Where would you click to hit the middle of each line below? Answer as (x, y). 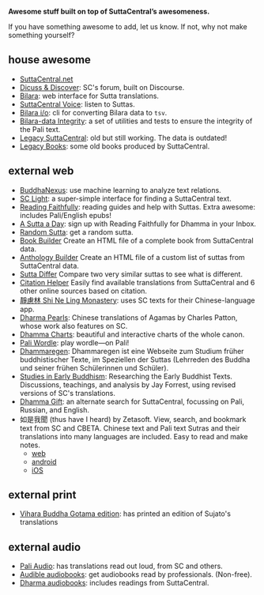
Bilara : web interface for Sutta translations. (89, 96)
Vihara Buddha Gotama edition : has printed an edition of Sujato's (125, 514)
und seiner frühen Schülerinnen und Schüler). (94, 367)
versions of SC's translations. (68, 393)
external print (42, 495)
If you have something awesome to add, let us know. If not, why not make (128, 26)
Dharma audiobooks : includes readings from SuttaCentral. (114, 583)
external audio (45, 547)
